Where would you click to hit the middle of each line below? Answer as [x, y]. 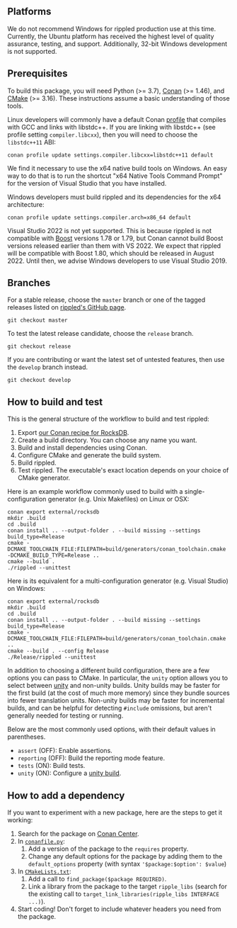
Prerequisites [37, 74]
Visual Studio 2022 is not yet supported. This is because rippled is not [110, 230]
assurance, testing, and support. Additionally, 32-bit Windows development [117, 44]
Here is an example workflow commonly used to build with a [95, 492]
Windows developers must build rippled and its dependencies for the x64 [114, 197]
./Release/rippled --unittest [52, 657]
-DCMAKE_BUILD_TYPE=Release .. [53, 555]
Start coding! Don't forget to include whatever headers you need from [119, 909]
